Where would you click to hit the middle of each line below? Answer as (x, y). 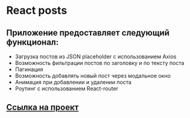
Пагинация (29, 69)
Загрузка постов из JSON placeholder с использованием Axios (96, 57)
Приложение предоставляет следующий (88, 33)
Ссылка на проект (43, 107)
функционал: (33, 42)
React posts (37, 11)
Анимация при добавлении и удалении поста (73, 82)
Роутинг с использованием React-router (67, 88)
